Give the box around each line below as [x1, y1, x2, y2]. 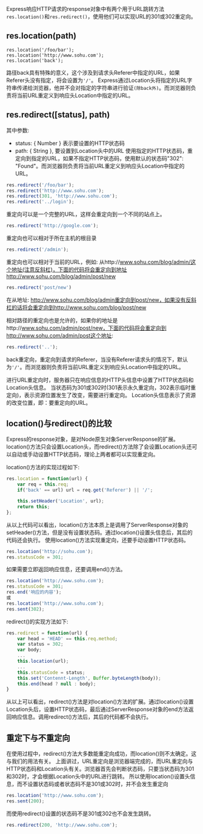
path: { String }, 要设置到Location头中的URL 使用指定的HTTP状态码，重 [15, 147, 193, 154]
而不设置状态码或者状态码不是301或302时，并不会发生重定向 [16, 781, 168, 788]
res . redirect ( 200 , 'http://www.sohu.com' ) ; [6, 822, 118, 828]
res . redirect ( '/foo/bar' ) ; [6, 181, 75, 188]
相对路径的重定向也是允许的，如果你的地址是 [6, 316, 118, 324]
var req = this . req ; [17, 481, 69, 487]
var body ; [17, 647, 42, 653]
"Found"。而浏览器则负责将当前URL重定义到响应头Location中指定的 [15, 162, 185, 169]
